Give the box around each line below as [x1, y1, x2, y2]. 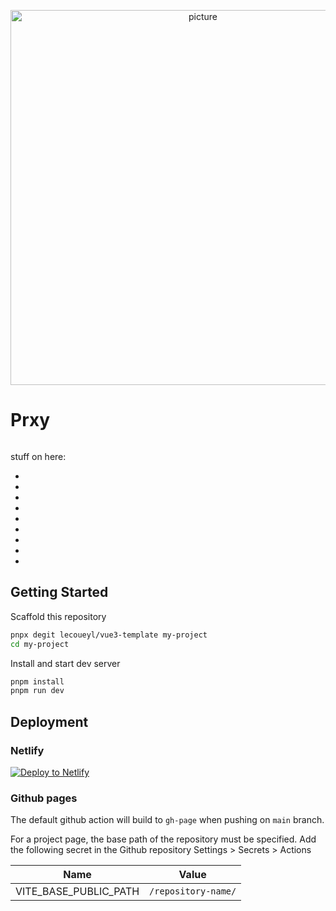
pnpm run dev [10, 686, 65, 696]
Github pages [10, 791, 78, 805]
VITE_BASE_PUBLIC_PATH [15, 885, 140, 899]
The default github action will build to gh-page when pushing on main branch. [10, 814, 325, 826]
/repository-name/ [149, 886, 237, 897]
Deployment [10, 713, 89, 730]
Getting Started [10, 584, 109, 601]
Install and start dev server [10, 657, 121, 669]
